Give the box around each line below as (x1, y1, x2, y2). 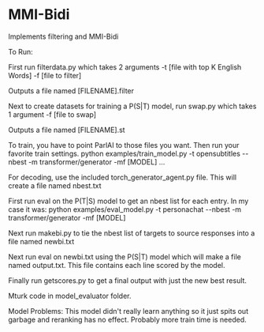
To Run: (8, 47, 33, 56)
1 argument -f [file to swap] (8, 109, 97, 119)
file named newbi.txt (8, 236, 75, 246)
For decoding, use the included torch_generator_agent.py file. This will (8, 172, 237, 182)
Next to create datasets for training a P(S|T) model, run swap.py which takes (8, 101, 257, 111)
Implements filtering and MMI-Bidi (8, 32, 119, 41)
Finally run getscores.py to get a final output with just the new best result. (8, 275, 247, 285)
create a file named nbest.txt (8, 180, 102, 191)
